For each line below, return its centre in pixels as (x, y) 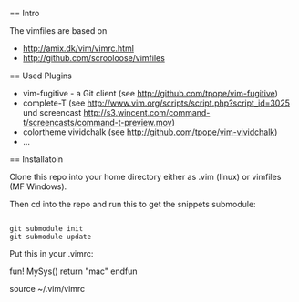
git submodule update (51, 237)
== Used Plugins (41, 75)
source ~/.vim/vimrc (47, 289)
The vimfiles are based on (58, 30)
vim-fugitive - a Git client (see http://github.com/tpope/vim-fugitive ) (150, 93)
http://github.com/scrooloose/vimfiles (94, 58)
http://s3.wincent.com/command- (147, 112)
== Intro (25, 13)
